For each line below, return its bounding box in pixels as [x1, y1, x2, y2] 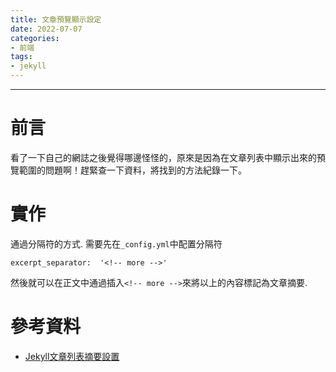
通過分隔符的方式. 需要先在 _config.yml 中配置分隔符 [10, 237, 223, 250]
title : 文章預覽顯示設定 [10, 14, 102, 25]
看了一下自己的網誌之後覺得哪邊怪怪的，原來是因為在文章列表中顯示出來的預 [10, 151, 326, 163]
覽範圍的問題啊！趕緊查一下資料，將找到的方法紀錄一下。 [10, 164, 247, 176]
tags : [10, 52, 33, 62]
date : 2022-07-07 [10, 24, 83, 34]
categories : [10, 33, 60, 43]
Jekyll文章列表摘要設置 [24, 350, 120, 362]
